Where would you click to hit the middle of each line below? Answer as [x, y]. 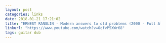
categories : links [24, 14]
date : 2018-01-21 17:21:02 [33, 19]
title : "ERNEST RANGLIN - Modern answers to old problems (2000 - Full [80, 23]
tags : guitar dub [23, 33]
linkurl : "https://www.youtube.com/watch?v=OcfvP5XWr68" [65, 28]
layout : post [19, 10]
